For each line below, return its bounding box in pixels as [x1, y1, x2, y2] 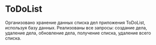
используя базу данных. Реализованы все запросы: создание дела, [5, 24, 147, 30]
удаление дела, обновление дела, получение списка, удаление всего [5, 30, 151, 36]
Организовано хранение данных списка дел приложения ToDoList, [5, 20, 146, 25]
